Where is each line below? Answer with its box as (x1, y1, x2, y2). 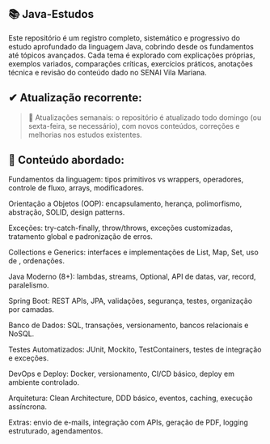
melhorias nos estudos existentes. (27, 130, 143, 139)
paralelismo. (8, 280, 50, 290)
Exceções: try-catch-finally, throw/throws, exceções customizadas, (8, 223, 233, 233)
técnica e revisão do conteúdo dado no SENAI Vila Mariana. (8, 67, 208, 77)
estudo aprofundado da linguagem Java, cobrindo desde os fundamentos (8, 41, 255, 51)
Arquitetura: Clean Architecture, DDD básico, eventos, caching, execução (8, 393, 253, 403)
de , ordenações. (8, 256, 65, 266)
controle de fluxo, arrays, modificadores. (8, 183, 144, 193)
